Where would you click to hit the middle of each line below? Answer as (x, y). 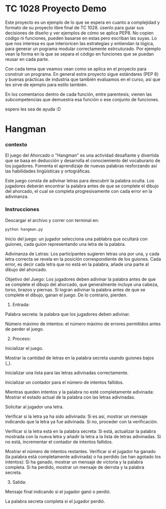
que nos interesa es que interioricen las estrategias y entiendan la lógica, (80, 43)
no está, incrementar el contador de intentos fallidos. (59, 442)
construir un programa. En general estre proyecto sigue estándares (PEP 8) (82, 74)
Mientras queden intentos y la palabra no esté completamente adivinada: (80, 392)
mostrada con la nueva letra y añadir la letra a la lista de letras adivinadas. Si (83, 436)
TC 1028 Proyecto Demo (56, 9)
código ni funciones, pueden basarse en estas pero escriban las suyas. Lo (81, 38)
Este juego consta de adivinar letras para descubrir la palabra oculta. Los (80, 181)
